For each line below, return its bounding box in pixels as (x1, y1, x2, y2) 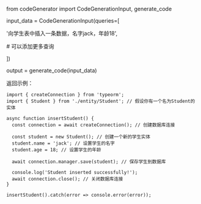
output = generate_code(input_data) (6, 67, 97, 74)
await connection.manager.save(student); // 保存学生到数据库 (12, 159, 166, 165)
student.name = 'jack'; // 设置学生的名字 (12, 140, 115, 146)
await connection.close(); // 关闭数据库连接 (12, 176, 123, 182)
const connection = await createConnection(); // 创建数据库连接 (12, 122, 175, 128)
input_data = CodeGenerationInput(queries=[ (6, 17, 120, 24)
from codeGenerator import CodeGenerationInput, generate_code (6, 6, 172, 12)
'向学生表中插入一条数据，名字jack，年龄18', (6, 30, 118, 37)
